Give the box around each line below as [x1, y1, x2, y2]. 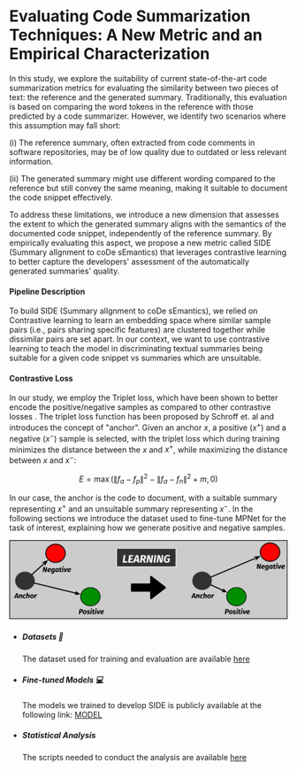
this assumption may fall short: [9, 120, 121, 130]
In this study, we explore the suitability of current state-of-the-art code [9, 73, 268, 83]
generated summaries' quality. [9, 266, 120, 276]
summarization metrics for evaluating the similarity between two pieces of [9, 82, 279, 93]
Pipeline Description [9, 286, 86, 297]
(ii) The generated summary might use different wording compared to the [9, 173, 276, 183]
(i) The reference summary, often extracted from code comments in [9, 137, 255, 148]
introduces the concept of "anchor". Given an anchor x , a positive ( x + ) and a [9, 420, 287, 433]
